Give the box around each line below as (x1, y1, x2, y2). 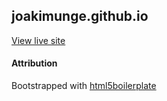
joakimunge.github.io (11, 8, 149, 25)
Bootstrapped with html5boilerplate (11, 80, 157, 92)
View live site (11, 34, 66, 46)
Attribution (11, 57, 58, 69)
